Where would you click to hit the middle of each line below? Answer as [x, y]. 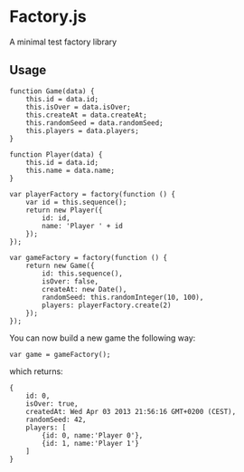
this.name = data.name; [70, 170]
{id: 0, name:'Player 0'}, [93, 435]
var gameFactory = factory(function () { [89, 257]
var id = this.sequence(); [76, 202]
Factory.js [48, 17]
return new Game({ [60, 265]
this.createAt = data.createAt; [86, 115]
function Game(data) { [52, 91]
